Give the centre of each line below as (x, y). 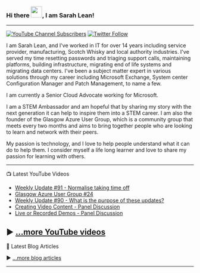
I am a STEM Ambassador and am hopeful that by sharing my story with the (99, 107)
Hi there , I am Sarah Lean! (50, 15)
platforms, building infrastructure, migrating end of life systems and (89, 65)
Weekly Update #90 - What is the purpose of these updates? (90, 201)
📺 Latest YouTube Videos (38, 174)
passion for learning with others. (46, 157)
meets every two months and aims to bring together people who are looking (99, 126)
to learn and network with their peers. (52, 132)
